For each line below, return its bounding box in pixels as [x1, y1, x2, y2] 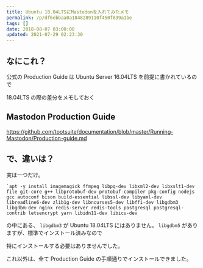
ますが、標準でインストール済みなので [6, 229, 102, 236]
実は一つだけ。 [6, 171, 44, 178]
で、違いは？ [6, 154, 55, 164]
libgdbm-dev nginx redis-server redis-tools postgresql [6, 205, 151, 211]
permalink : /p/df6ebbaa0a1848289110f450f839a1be [6, 15, 132, 21]
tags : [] [6, 20, 29, 26]
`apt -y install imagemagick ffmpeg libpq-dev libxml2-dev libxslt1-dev [6, 183, 195, 189]
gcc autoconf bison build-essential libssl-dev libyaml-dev [6, 194, 163, 200]
